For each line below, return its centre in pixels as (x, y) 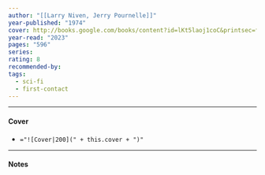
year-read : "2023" (38, 37)
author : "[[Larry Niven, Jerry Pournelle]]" (82, 15)
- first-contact (42, 89)
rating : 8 (24, 60)
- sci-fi (30, 81)
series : (21, 52)
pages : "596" (30, 45)
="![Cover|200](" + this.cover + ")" (82, 140)
